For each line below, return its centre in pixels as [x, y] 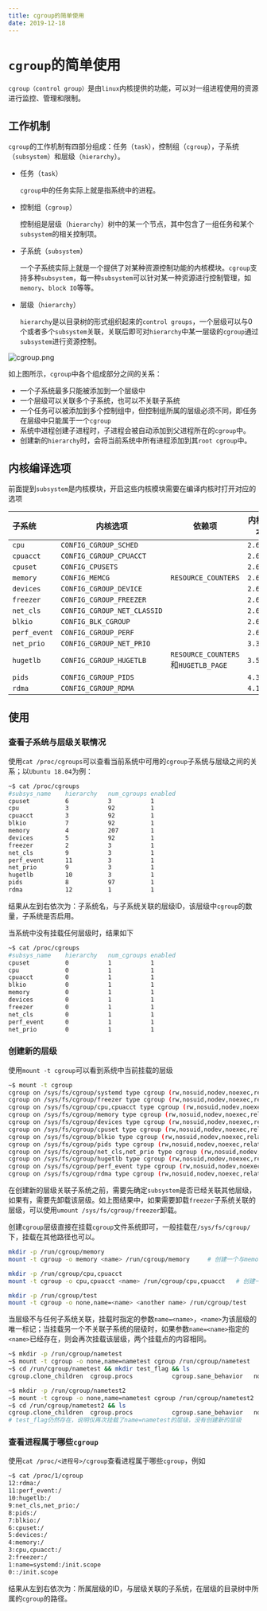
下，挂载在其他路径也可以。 [54, 1237]
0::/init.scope [33, 1572]
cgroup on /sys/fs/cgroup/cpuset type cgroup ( [89, 1129]
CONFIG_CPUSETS [89, 567]
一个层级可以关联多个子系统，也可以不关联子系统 [100, 401]
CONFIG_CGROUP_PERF [98, 633]
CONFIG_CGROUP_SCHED [100, 545]
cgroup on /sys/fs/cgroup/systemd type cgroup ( [90, 1092]
